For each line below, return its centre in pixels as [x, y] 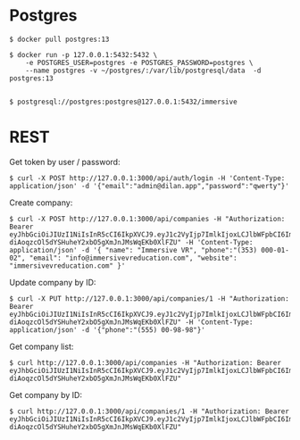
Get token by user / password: [65, 162]
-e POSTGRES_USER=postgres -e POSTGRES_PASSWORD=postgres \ [139, 62]
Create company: [41, 203]
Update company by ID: [53, 282]
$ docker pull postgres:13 [59, 39]
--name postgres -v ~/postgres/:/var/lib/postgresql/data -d [143, 71]
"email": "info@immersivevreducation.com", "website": [133, 258]
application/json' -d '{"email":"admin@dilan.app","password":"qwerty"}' [150, 186]
